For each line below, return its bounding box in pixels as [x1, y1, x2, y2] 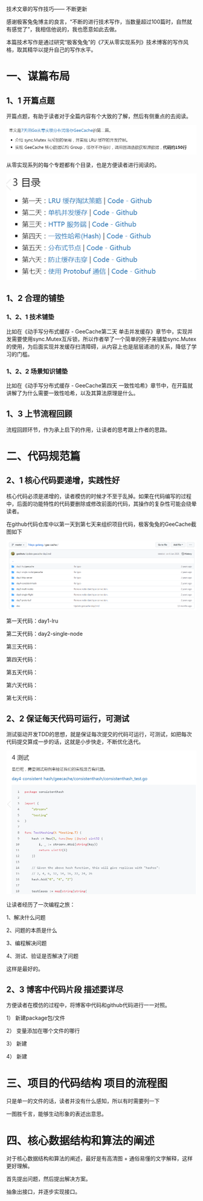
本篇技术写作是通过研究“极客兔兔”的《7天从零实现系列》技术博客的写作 [6, 39, 184, 45]
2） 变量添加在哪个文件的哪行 [6, 1027, 80, 1035]
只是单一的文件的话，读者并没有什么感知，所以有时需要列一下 [6, 1098, 160, 1105]
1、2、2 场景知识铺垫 [6, 367, 68, 375]
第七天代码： [6, 694, 38, 701]
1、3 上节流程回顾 [6, 409, 72, 419]
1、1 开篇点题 [6, 95, 56, 106]
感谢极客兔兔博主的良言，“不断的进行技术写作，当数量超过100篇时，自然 [6, 18, 187, 25]
